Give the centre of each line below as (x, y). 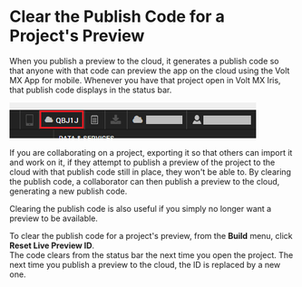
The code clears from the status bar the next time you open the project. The (151, 254)
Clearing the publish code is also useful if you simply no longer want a (141, 208)
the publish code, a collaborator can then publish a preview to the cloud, (145, 181)
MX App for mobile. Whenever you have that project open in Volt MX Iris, (145, 80)
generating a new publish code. (68, 191)
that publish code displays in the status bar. (91, 90)
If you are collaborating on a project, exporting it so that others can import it (151, 152)
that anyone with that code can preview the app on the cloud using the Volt (150, 71)
